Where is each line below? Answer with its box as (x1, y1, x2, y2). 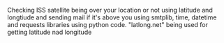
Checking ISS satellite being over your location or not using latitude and (7, 6, 213, 14)
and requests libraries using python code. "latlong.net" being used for (7, 21, 208, 28)
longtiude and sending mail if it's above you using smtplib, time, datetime (7, 13, 217, 21)
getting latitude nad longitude (7, 28, 92, 36)
